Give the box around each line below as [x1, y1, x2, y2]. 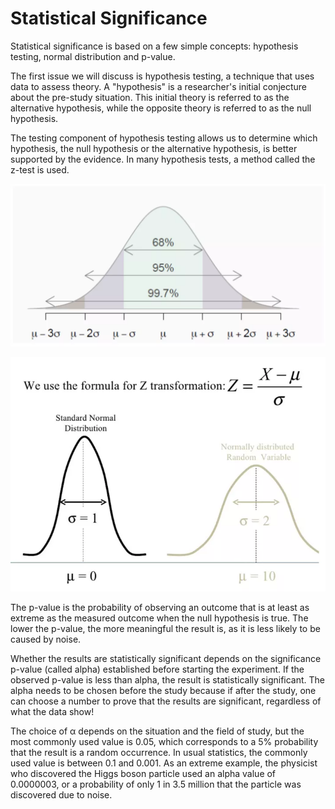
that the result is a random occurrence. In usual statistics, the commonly [10, 746, 308, 758]
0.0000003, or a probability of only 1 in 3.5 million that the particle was [10, 778, 302, 790]
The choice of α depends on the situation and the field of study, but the [10, 725, 305, 737]
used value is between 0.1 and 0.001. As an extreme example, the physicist [10, 757, 318, 769]
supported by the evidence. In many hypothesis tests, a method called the [10, 153, 316, 165]
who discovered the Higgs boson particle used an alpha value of [10, 767, 277, 779]
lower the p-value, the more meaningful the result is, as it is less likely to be [10, 622, 321, 634]
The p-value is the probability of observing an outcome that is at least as [10, 601, 310, 613]
